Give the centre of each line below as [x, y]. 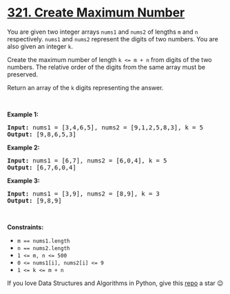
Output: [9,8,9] [34, 200]
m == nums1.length [43, 241]
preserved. [23, 74]
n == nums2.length [43, 248]
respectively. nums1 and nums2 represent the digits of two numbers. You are [113, 39]
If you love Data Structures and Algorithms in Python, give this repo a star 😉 [115, 283]
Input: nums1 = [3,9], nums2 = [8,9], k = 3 [84, 193]
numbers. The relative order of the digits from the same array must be [106, 67]
